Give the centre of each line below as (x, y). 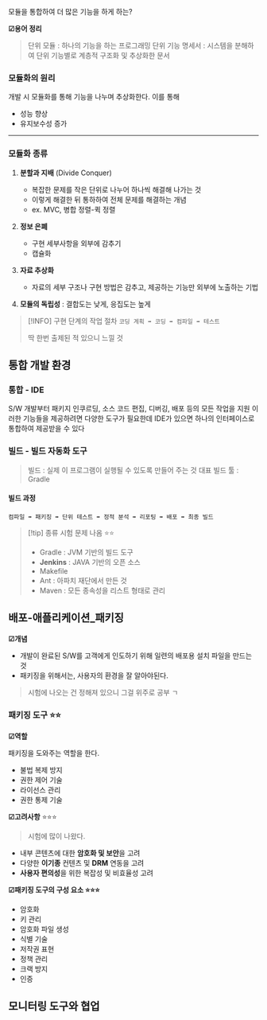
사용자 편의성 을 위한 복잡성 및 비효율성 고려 (86, 873)
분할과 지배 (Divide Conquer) (66, 173)
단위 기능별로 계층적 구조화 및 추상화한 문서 (103, 55)
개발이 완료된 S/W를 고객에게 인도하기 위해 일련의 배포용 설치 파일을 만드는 (136, 656)
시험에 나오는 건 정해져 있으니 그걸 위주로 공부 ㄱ (103, 692)
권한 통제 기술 (41, 800)
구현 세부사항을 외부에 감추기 (76, 243)
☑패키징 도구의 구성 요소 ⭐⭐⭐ (54, 890)
